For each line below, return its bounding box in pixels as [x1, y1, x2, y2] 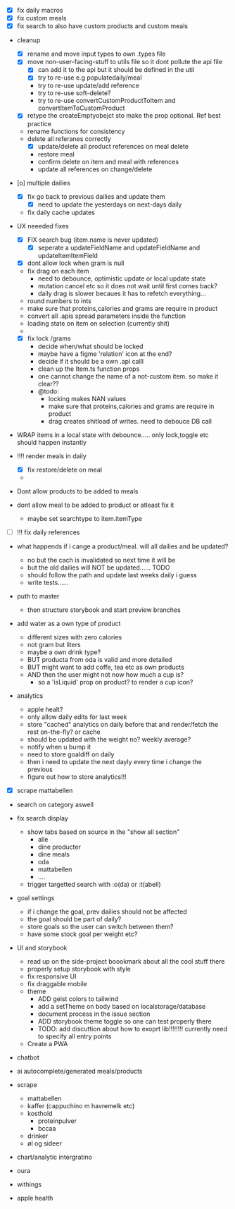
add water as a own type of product [16, 620, 121, 628]
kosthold [27, 1110, 53, 1118]
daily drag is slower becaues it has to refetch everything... [37, 289, 206, 297]
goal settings [16, 894, 55, 902]
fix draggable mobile [27, 980, 87, 988]
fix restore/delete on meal [27, 465, 103, 474]
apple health [16, 1194, 53, 1203]
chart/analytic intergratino [16, 1153, 93, 1162]
